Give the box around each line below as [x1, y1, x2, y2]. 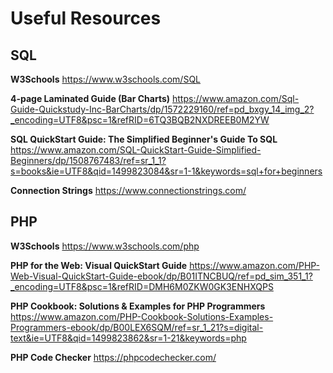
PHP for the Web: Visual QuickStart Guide [10, 259, 188, 271]
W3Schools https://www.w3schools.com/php [10, 240, 200, 252]
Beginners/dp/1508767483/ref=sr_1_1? [10, 155, 167, 166]
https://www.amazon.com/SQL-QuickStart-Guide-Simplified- [10, 144, 262, 156]
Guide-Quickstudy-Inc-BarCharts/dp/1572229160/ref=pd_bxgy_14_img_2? [10, 103, 315, 115]
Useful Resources [10, 7, 162, 30]
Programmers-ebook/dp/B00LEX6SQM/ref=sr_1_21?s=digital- [10, 321, 264, 333]
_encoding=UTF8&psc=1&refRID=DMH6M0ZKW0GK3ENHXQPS [10, 280, 274, 292]
